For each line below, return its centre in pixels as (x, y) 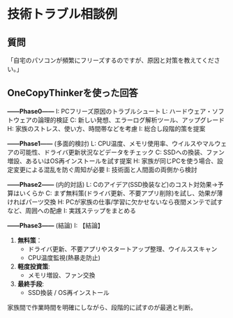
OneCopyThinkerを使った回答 (73, 93)
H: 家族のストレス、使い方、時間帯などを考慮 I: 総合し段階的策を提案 (106, 128)
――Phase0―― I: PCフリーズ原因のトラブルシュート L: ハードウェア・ (110, 111)
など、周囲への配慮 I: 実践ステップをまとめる (72, 211)
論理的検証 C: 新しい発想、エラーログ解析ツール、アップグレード (131, 120)
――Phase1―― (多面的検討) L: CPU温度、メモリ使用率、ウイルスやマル (111, 143)
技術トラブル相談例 (62, 14)
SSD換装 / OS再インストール (68, 292)
